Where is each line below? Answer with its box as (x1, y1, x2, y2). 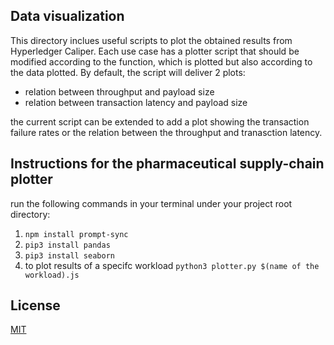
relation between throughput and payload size (24, 85, 215, 98)
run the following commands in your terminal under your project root (10, 197, 293, 209)
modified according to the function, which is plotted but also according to (10, 55, 313, 68)
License (10, 297, 61, 314)
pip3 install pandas (24, 240, 111, 250)
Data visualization (10, 8, 125, 25)
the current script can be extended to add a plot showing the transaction (10, 115, 310, 128)
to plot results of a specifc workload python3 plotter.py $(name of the (24, 259, 320, 271)
